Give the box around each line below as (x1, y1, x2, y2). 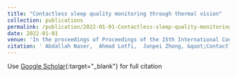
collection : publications (7, 17, 83, 24)
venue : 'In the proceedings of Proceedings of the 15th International (7, 36, 219, 43)
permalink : (7, 23, 39, 30)
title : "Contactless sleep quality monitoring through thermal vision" (7, 10, 222, 17)
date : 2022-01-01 (7, 29, 59, 37)
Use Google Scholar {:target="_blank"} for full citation (7, 62, 162, 70)
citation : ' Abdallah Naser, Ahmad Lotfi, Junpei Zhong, (7, 43, 185, 50)
